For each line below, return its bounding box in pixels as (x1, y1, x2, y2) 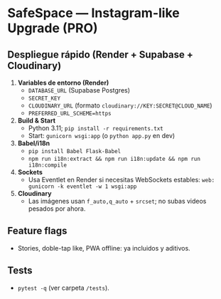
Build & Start (17, 116, 55, 125)
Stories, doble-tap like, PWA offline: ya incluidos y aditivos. (17, 243, 190, 252)
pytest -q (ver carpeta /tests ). (17, 283, 110, 292)
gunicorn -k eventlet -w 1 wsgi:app (28, 183, 137, 190)
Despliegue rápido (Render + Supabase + (7, 48, 193, 61)
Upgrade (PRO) (7, 20, 98, 36)
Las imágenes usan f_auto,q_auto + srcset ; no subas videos (28, 197, 207, 205)
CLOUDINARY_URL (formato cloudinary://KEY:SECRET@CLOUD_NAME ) (28, 101, 212, 110)
